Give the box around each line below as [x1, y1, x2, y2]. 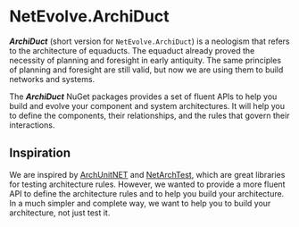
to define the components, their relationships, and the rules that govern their [9, 110, 290, 121]
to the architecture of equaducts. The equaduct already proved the [9, 45, 255, 55]
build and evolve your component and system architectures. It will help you [9, 100, 286, 111]
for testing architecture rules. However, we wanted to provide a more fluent [9, 179, 286, 189]
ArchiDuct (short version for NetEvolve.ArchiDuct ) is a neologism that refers [9, 36, 290, 46]
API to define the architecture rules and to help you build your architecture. [9, 188, 285, 198]
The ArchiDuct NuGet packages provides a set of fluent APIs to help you [9, 91, 278, 102]
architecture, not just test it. [9, 207, 111, 218]
